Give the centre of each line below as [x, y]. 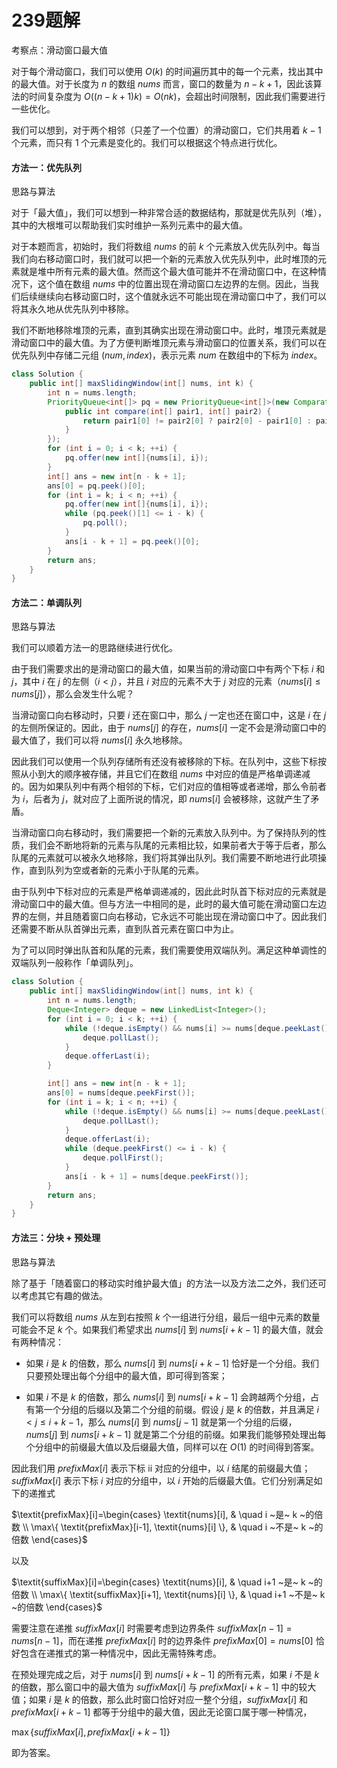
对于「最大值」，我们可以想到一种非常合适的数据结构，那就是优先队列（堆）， [169, 213]
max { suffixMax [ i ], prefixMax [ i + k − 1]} [91, 1732]
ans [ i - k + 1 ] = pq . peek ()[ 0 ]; [132, 541]
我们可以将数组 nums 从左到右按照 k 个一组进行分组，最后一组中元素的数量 [166, 1317]
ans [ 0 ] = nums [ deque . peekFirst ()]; [121, 1093]
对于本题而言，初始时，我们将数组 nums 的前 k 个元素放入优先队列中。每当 [166, 247]
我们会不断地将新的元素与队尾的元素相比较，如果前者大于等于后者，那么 [177, 845]
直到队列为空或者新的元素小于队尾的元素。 [116, 870]
